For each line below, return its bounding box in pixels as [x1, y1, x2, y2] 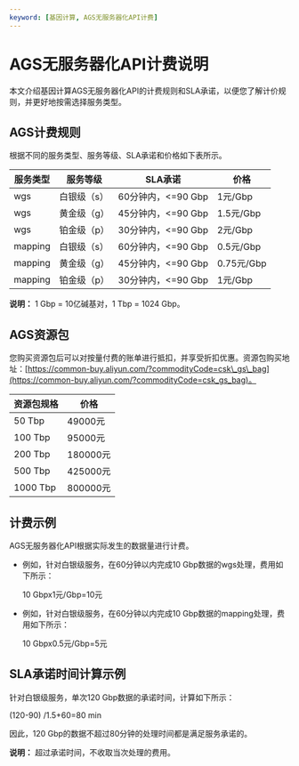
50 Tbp [13, 415, 44, 427]
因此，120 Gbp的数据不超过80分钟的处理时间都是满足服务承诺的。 [9, 728, 253, 738]
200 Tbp [13, 448, 51, 461]
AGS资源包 [9, 327, 69, 343]
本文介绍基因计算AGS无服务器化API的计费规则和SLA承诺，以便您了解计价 [9, 85, 279, 96]
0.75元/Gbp [216, 257, 267, 270]
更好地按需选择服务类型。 [32, 96, 126, 107]
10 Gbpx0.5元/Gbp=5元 [21, 638, 108, 649]
